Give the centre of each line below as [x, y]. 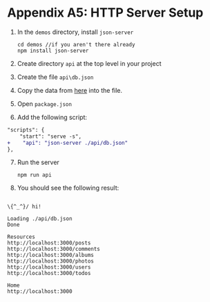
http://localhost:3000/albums [51, 255]
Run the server [38, 162]
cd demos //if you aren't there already [76, 44]
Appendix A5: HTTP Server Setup [105, 13]
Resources [21, 237]
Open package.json [45, 104]
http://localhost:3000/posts [49, 243]
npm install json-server [53, 51]
